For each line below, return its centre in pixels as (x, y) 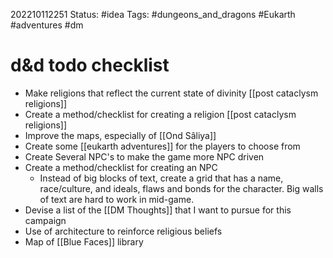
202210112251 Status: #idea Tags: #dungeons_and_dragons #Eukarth (153, 14)
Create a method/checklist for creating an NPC (121, 167)
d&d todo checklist (90, 65)
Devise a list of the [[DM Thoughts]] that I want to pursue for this (158, 210)
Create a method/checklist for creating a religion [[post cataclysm (160, 114)
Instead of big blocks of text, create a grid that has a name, (161, 178)
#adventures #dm (47, 25)
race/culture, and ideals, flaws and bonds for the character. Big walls (181, 188)
